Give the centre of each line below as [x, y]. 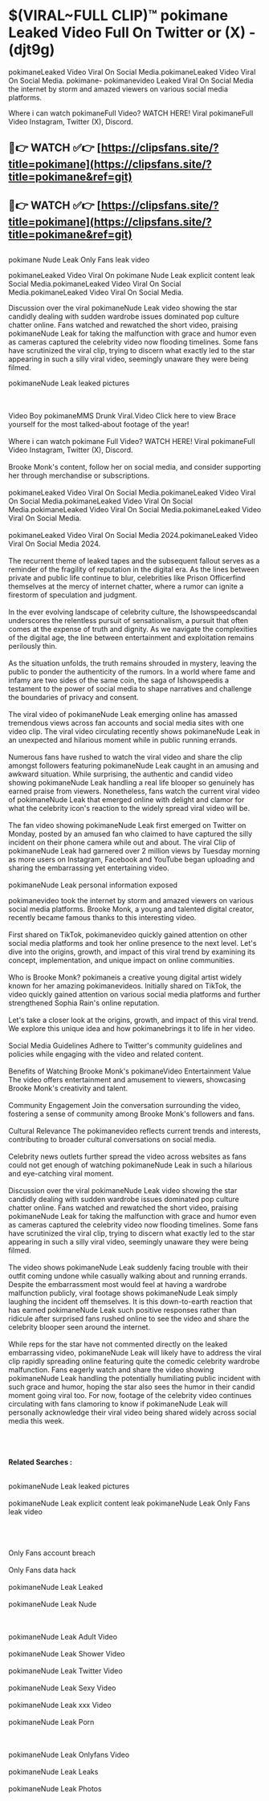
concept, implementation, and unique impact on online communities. [122, 960]
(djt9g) [32, 50]
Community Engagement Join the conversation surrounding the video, [124, 1106]
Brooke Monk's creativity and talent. [68, 1088]
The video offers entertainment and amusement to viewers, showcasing [127, 1080]
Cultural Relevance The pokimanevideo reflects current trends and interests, [134, 1131]
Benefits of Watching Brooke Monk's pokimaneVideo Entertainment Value [130, 1071]
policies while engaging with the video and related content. [106, 1054]
